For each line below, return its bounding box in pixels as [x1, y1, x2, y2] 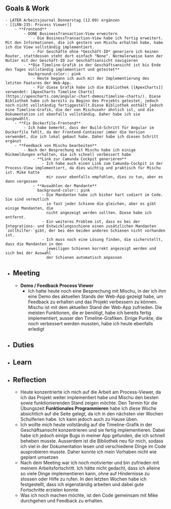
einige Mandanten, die [5, 206, 54, 211]
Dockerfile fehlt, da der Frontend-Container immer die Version [5, 129, 145, 135]
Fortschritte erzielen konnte [20, 487, 79, 493]
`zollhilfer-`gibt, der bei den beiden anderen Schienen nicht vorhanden [5, 228, 166, 233]
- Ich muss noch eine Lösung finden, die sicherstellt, [41, 237, 163, 242]
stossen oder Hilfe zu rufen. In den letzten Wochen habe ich [20, 476, 147, 482]
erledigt [28, 326, 44, 332]
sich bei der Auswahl [5, 250, 52, 255]
